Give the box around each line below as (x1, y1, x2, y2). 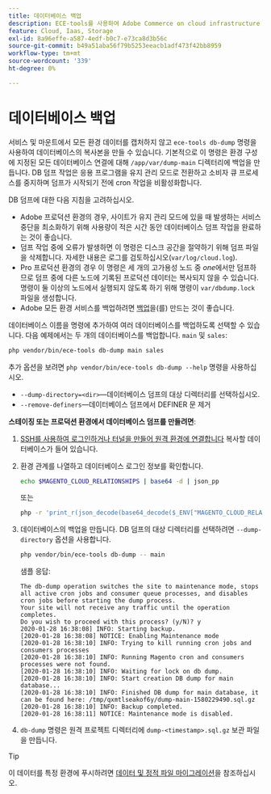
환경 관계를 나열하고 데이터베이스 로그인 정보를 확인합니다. (19, 461, 204, 471)
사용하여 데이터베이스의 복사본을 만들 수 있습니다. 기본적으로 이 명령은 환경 (8, 147, 244, 157)
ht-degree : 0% (8, 65, 56, 73)
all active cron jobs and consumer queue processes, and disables (19, 589, 248, 598)
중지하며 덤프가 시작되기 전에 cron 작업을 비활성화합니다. (23, 177, 202, 187)
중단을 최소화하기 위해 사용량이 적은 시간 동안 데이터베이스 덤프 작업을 (19, 222, 240, 231)
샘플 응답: (19, 567, 51, 576)
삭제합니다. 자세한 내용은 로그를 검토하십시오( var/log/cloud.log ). (28, 252, 238, 262)
